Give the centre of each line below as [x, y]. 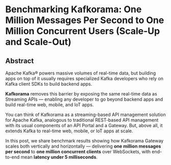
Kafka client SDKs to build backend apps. [49, 84]
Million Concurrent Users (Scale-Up [83, 31]
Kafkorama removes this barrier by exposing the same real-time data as [81, 94]
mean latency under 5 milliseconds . [59, 157]
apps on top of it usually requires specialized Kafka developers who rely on [84, 78]
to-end [13, 157]
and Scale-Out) [38, 42]
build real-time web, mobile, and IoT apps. [50, 105]
